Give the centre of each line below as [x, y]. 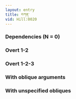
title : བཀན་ [17, 15]
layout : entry [20, 10]
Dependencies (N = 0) [33, 37]
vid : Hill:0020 [21, 19]
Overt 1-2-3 [20, 64]
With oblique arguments [35, 77]
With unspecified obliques [38, 90]
